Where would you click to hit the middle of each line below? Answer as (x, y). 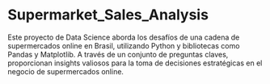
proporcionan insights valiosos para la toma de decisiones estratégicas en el (135, 63)
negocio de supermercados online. (66, 71)
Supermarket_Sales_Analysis (108, 15)
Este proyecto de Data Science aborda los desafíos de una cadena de (124, 37)
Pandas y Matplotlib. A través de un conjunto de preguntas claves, (118, 54)
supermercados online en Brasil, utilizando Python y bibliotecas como (124, 45)
